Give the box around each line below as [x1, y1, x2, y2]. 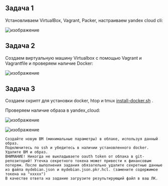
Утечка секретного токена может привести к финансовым [34, 158, 151, 163]
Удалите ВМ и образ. [5, 150, 49, 155]
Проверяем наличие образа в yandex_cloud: [5, 107, 100, 113]
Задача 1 [5, 4, 34, 13]
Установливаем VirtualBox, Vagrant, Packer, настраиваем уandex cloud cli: [5, 17, 163, 23]
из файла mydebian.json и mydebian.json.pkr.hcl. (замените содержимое [5, 167, 158, 172]
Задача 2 [5, 42, 35, 50]
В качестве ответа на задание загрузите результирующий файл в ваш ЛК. [5, 176, 158, 181]
